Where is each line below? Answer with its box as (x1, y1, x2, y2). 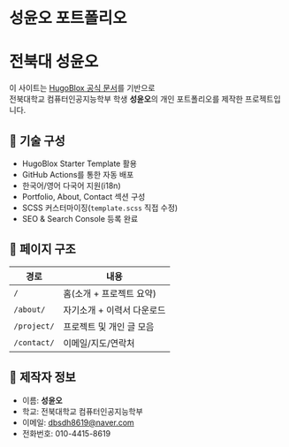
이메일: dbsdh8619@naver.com (21, 417, 134, 428)
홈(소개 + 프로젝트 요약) (63, 287, 156, 299)
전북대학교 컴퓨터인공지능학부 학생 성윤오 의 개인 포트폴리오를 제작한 (9, 94, 243, 104)
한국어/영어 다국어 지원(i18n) (21, 180, 121, 191)
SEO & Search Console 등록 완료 (21, 213, 139, 223)
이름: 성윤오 (21, 395, 64, 405)
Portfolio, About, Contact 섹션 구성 (21, 191, 146, 201)
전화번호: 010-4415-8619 (21, 428, 111, 438)
